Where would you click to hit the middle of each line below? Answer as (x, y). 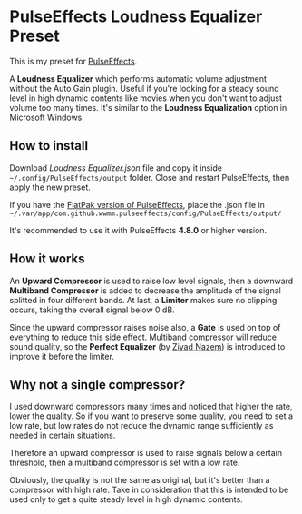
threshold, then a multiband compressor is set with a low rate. (125, 463)
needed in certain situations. (63, 435)
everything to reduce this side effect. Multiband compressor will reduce (143, 337)
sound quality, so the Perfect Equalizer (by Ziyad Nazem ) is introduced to (147, 346)
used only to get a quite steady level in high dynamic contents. (126, 499)
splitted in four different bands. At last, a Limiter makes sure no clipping (143, 300)
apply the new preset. (50, 187)
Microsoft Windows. (47, 117)
